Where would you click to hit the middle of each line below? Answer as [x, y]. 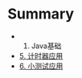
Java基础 [46, 46]
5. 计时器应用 [41, 55]
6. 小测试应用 [41, 66]
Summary [41, 14]
